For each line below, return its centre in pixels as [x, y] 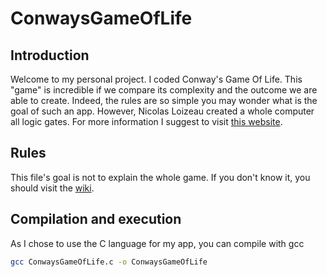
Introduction [50, 55]
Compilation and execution [96, 219]
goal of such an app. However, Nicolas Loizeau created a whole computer [162, 111]
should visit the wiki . [52, 188]
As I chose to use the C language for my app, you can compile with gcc [157, 243]
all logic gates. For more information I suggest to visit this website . [146, 121]
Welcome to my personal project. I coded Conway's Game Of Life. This [156, 79]
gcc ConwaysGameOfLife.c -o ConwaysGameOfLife [109, 262]
